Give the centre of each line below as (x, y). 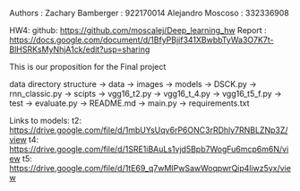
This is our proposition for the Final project (88, 67)
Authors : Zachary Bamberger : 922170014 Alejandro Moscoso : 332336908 (149, 13)
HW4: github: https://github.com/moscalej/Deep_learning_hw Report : (138, 30)
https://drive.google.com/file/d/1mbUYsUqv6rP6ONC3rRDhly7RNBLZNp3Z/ (149, 130)
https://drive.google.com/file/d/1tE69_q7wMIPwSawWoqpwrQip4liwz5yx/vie (150, 168)
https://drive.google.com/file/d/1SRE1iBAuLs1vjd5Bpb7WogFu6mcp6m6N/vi (149, 149)
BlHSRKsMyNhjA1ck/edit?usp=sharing (80, 49)
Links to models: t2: (46, 121)
